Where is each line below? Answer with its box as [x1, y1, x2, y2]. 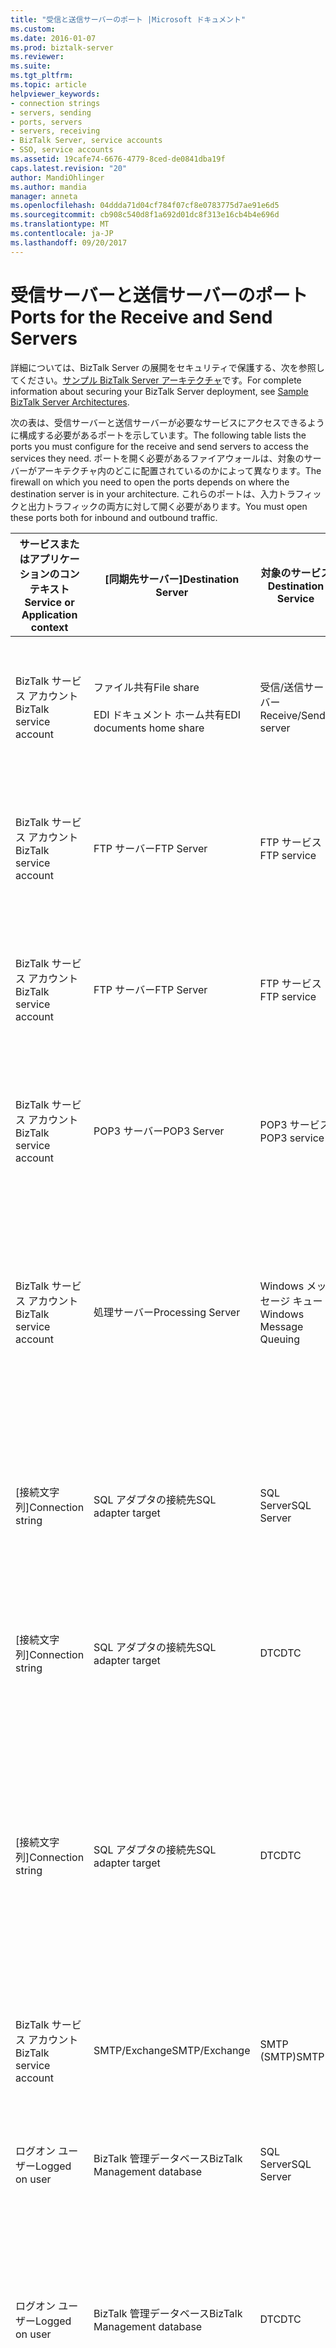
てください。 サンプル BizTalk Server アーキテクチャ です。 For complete [10, 374, 302, 386]
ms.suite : [10, 61, 52, 71]
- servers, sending [10, 107, 92, 118]
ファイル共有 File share [93, 680, 200, 694]
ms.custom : [10, 24, 56, 34]
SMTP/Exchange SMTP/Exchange [93, 2043, 251, 2057]
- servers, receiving [10, 126, 101, 136]
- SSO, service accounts [10, 145, 114, 155]
